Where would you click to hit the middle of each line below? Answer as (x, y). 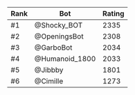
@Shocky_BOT (58, 25)
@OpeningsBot (59, 36)
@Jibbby (49, 70)
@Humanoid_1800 (65, 59)
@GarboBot (53, 47)
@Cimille (49, 81)
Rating (114, 13)
